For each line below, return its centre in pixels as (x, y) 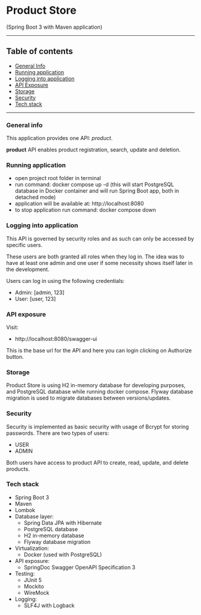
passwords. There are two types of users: (58, 433)
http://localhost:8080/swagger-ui (56, 339)
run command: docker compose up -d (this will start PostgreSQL (95, 185)
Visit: (13, 327)
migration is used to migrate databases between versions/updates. (89, 398)
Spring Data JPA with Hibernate (63, 523)
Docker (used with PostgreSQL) (63, 555)
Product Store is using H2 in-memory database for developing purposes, (96, 385)
